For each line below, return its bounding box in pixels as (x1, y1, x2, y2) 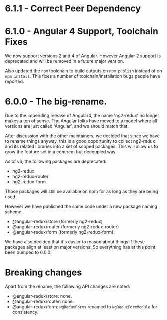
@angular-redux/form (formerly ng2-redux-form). (12, 229, 115, 235)
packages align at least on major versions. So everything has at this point (5, 244, 156, 250)
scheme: (5, 209, 23, 215)
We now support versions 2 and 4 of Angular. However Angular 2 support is (5, 53, 161, 59)
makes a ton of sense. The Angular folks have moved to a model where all (5, 118, 157, 124)
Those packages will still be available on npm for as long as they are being (5, 188, 158, 195)
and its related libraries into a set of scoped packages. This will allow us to (5, 143, 158, 150)
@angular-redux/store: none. (12, 293, 72, 299)
